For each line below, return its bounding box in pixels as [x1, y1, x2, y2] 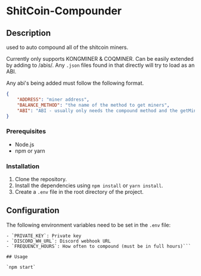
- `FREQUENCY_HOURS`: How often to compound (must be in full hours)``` [6, 243, 191, 249]
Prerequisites [6, 127, 46, 135]
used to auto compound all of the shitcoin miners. [6, 44, 129, 51]
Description [6, 28, 51, 38]
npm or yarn [14, 147, 45, 154]
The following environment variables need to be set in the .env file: [6, 221, 171, 228]
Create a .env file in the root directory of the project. [14, 188, 144, 195]
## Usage [6, 253, 28, 260]
